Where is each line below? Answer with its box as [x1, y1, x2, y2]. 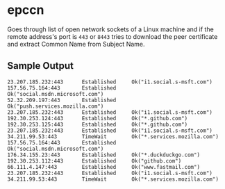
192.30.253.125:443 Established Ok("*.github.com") [7, 121, 188, 128]
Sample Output [7, 60, 74, 72]
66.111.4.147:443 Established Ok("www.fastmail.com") [7, 163, 200, 170]
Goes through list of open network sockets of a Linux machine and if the [7, 25, 214, 33]
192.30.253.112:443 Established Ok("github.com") [7, 157, 182, 165]
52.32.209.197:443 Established [7, 97, 117, 104]
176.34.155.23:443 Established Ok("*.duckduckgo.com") [7, 151, 200, 158]
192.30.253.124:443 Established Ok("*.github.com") [7, 115, 188, 122]
